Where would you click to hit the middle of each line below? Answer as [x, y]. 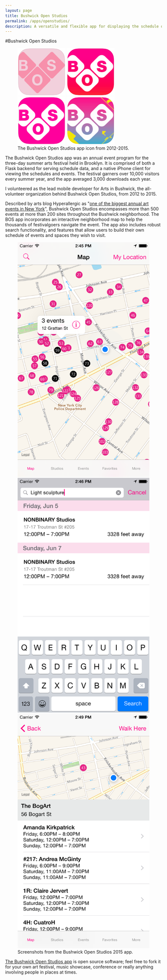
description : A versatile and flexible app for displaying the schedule [82, 26]
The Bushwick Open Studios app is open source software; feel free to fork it [83, 962]
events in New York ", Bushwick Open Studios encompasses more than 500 [82, 209]
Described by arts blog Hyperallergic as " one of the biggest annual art [77, 203]
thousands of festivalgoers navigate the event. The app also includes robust [83, 225]
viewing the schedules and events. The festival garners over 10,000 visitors [83, 174]
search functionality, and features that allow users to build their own [75, 230]
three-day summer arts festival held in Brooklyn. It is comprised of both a [80, 163]
